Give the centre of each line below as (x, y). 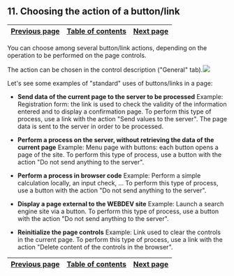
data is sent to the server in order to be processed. (90, 126)
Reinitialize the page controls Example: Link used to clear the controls (119, 232)
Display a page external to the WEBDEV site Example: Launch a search (120, 204)
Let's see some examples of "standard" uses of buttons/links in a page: (110, 83)
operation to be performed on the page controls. (77, 55)
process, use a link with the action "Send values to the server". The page (122, 118)
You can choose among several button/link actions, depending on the (107, 47)
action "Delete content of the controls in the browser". (95, 247)
